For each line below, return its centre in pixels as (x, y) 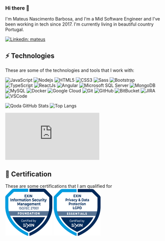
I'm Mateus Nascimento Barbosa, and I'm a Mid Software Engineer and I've (83, 19)
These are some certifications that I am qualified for (59, 186)
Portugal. (15, 30)
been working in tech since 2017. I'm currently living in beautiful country (79, 24)
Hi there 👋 (18, 8)
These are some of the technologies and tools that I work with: (70, 70)
